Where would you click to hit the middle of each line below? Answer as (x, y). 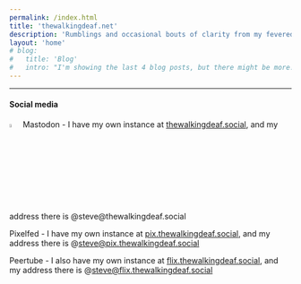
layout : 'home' (38, 43)
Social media (34, 105)
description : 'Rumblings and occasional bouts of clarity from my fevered (152, 34)
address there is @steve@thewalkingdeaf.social (98, 216)
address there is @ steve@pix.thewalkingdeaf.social (104, 243)
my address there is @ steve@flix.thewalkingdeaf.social (111, 270)
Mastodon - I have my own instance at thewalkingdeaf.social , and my (150, 125)
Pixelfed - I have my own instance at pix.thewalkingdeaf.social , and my (140, 233)
